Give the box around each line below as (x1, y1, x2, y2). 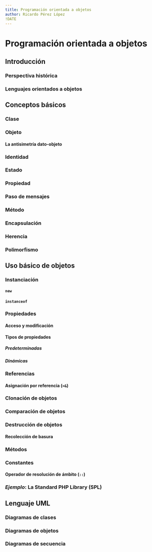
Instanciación (5, 276, 38, 283)
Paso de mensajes (5, 193, 50, 200)
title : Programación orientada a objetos (5, 7, 92, 12)
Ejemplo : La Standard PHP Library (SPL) (5, 484, 102, 491)
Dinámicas (5, 358, 28, 364)
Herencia (5, 233, 28, 240)
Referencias (5, 370, 35, 377)
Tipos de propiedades (5, 334, 51, 340)
